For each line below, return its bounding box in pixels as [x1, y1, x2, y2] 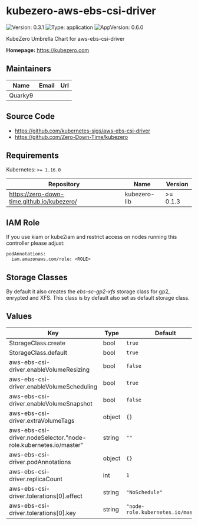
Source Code [6, 111, 55, 122]
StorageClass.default [9, 348, 68, 357]
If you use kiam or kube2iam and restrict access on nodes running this [6, 234, 177, 241]
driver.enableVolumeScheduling [9, 383, 98, 391]
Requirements [6, 150, 59, 160]
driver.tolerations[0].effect [9, 492, 82, 500]
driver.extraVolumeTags [9, 416, 75, 424]
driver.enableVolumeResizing [9, 365, 90, 374]
